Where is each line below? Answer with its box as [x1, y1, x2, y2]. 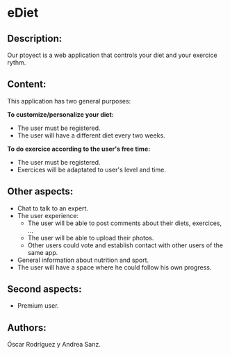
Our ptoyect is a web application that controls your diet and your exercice [7, 51, 217, 59]
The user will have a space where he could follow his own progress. [17, 263, 212, 272]
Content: [7, 79, 47, 90]
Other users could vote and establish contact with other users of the [27, 241, 224, 249]
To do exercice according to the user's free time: [7, 145, 151, 153]
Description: [7, 33, 63, 44]
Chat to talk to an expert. [17, 204, 89, 213]
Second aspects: [7, 283, 82, 295]
